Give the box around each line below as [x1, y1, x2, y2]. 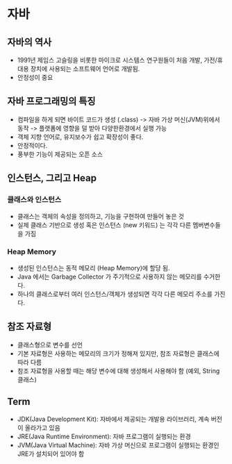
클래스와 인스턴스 [7, 195, 62, 205]
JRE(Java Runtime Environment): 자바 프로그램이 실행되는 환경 [17, 432, 191, 441]
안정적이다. [17, 141, 48, 149]
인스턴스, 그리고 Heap [7, 172, 97, 184]
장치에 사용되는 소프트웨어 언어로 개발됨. [30, 65, 140, 73]
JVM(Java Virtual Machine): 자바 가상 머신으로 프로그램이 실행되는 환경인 [17, 441, 219, 449]
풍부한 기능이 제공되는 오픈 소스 [17, 150, 103, 158]
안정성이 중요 [17, 74, 53, 81]
